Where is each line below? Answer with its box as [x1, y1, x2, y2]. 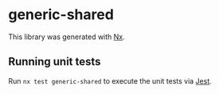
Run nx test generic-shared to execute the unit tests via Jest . [8, 76, 213, 85]
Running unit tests [8, 55, 101, 69]
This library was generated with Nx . [8, 32, 125, 41]
